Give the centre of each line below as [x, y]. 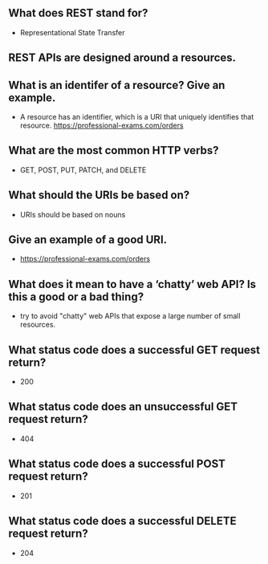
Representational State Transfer [72, 32]
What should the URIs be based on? [99, 195]
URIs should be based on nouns [73, 214]
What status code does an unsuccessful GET [123, 407]
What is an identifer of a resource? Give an [117, 85]
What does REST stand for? [78, 13]
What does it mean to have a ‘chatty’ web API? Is [132, 284]
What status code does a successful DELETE [122, 521]
